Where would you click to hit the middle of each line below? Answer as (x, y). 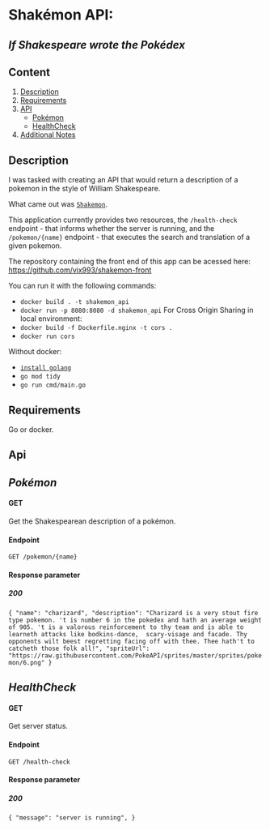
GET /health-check (39, 762)
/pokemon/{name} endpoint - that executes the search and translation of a (129, 237)
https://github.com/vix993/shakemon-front (80, 270)
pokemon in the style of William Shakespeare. (84, 189)
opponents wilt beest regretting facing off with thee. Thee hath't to (131, 641)
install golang (46, 368)
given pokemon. (35, 246)
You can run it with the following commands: (82, 286)
